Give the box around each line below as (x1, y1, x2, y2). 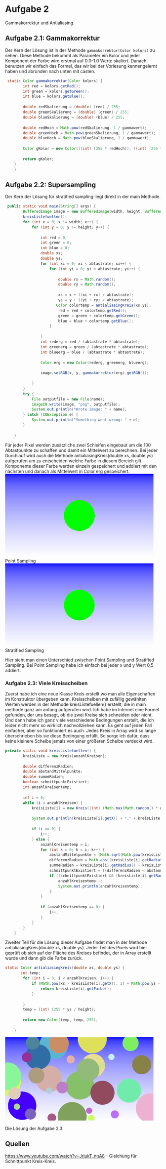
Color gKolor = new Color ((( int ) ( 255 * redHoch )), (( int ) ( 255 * (23, 146, 163, 151)
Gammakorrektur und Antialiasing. (5, 20, 75, 26)
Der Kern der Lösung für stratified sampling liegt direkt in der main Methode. (5, 194, 161, 200)
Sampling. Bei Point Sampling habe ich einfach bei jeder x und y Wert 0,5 (5, 662, 154, 668)
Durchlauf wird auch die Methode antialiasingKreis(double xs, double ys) (5, 452, 153, 458)
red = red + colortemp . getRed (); (58, 308, 127, 313)
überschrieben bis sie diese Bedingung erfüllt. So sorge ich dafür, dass (5, 732, 150, 739)
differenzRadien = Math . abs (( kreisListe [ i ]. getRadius (49, 858, 163, 863)
